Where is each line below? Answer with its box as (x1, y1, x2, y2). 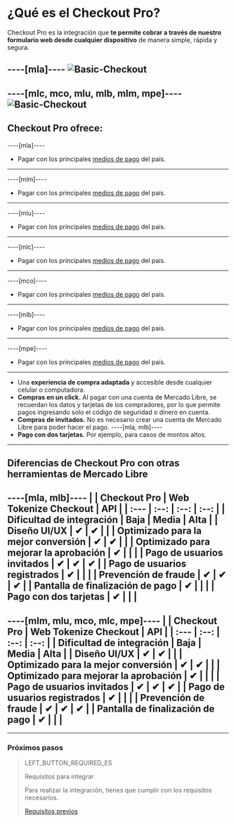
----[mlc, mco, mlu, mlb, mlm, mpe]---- (7, 87, 183, 99)
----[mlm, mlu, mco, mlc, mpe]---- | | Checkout (7, 615, 218, 627)
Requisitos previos (24, 807, 79, 816)
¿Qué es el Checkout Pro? (7, 5, 161, 21)
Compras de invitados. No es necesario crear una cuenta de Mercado (17, 415, 223, 423)
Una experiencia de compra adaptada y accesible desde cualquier (17, 378, 213, 386)
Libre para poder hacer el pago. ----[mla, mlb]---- (17, 423, 163, 431)
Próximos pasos (7, 743, 63, 753)
